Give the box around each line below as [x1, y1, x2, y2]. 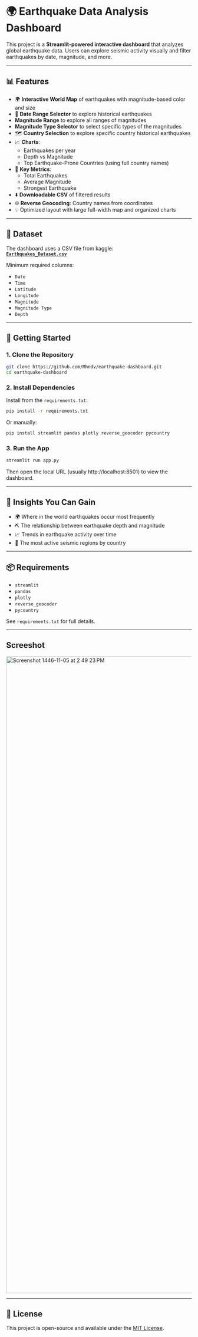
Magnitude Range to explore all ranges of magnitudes [14, 116, 147, 124]
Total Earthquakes [23, 172, 68, 179]
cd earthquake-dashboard [6, 370, 67, 376]
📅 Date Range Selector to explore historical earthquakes [14, 110, 152, 117]
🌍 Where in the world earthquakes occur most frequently [14, 513, 155, 521]
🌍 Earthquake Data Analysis [6, 5, 149, 18]
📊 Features [6, 77, 49, 87]
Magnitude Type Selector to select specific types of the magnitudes [14, 123, 182, 130]
